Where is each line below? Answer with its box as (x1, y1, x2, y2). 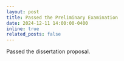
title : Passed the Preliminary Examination (6, 14, 119, 21)
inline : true (6, 25, 40, 32)
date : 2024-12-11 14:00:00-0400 (6, 20, 88, 26)
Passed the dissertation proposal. (6, 48, 91, 55)
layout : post (6, 8, 40, 15)
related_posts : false (6, 31, 61, 37)
